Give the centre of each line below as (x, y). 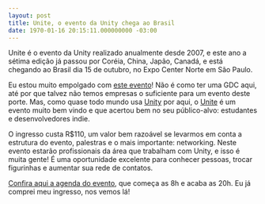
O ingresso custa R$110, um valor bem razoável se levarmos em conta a (125, 134)
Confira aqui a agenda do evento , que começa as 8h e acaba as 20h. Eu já (130, 183)
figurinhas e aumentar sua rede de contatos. (81, 168)
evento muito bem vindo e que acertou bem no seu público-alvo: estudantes (133, 110)
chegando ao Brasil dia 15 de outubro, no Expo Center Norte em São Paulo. (131, 70)
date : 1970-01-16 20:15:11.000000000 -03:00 (83, 30)
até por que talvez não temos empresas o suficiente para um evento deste (129, 94)
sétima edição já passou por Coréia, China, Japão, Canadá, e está (115, 61)
